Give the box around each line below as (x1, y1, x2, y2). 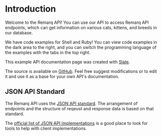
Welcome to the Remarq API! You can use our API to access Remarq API (5, 19, 149, 25)
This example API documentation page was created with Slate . (5, 59, 130, 65)
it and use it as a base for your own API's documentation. (5, 73, 119, 79)
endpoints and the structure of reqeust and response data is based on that (5, 105, 154, 111)
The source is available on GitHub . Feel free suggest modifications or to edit (5, 68, 157, 74)
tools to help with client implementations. (5, 125, 87, 131)
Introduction (5, 3, 56, 15)
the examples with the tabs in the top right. (5, 50, 91, 55)
